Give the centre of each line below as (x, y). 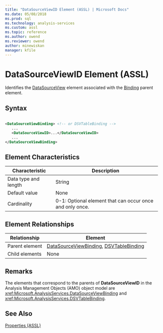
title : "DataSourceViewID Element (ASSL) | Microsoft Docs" (67, 9)
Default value (23, 193)
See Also (19, 314)
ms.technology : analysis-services (40, 23)
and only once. (73, 207)
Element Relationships (40, 224)
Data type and (24, 179)
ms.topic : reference (26, 32)
